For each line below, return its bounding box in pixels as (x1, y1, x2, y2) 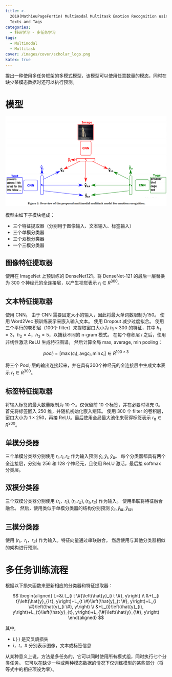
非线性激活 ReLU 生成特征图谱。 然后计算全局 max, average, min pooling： (5, 339, 163, 345)
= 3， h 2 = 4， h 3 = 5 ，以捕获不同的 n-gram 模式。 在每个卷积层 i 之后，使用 (5, 332, 166, 339)
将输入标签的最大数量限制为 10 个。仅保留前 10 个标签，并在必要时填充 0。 (5, 401, 163, 408)
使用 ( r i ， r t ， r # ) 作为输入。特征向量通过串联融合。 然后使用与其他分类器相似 (5, 537, 165, 544)
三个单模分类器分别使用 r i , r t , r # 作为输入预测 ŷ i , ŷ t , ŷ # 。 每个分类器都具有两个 (5, 453, 166, 460)
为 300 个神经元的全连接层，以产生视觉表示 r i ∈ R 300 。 (5, 279, 122, 287)
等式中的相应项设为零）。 (5, 666, 57, 672)
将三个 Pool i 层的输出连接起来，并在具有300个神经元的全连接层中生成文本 (5, 362, 161, 369)
